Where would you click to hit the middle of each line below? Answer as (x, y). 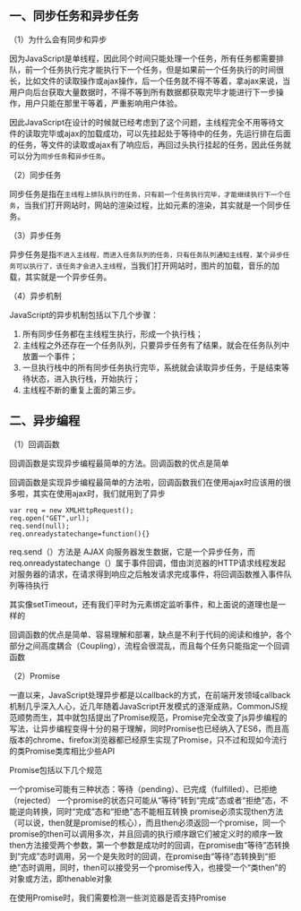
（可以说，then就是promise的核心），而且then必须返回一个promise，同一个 (148, 822)
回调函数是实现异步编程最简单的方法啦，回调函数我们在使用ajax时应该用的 (146, 482)
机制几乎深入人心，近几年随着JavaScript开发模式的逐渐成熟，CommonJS (145, 706)
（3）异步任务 (35, 235)
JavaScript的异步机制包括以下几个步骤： (84, 314)
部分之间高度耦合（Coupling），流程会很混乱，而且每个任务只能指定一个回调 (150, 645)
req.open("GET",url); (50, 518)
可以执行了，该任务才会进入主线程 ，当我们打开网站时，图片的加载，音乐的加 (148, 265)
